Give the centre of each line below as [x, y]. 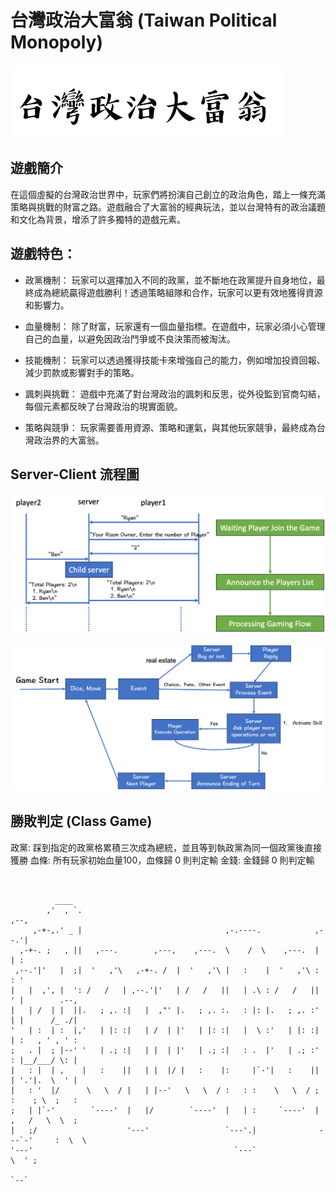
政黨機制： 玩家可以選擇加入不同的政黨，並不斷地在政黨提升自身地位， [170, 280]
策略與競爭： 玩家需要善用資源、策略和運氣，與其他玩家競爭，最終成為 [170, 427]
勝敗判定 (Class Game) [81, 821]
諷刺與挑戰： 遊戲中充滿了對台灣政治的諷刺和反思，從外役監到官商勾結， [175, 393]
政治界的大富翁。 [69, 440]
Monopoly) [56, 42]
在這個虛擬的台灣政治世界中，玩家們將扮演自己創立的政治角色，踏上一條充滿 [168, 194]
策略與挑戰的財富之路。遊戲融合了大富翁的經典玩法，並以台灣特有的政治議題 [168, 207]
